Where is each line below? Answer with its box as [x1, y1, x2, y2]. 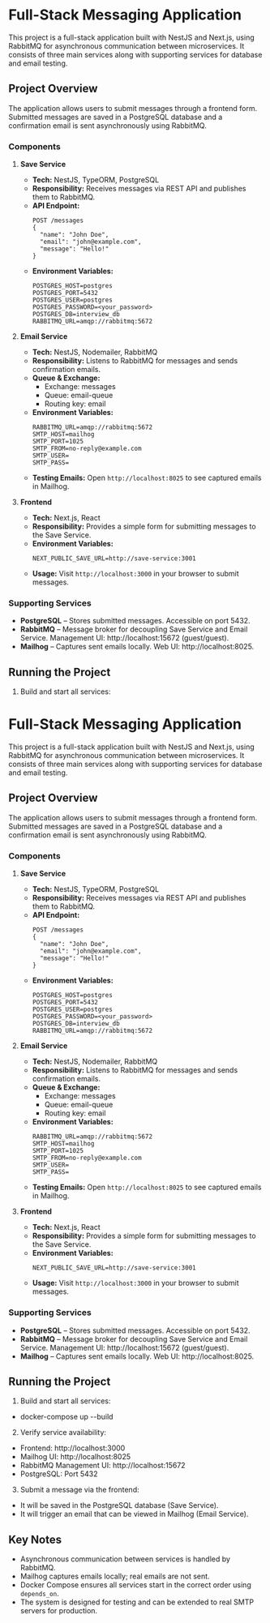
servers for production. [19, 1606, 98, 1616]
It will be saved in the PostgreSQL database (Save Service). [19, 1501, 219, 1510]
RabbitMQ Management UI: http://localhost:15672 [19, 1461, 186, 1471]
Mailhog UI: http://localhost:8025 [19, 1452, 131, 1462]
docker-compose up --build [19, 1412, 114, 1422]
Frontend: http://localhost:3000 [19, 1443, 126, 1453]
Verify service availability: [19, 1428, 107, 1437]
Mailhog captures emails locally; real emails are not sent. [19, 1571, 210, 1582]
